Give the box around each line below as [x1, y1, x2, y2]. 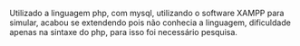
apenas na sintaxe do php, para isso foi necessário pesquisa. [9, 27, 238, 37]
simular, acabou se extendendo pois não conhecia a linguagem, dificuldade [9, 17, 292, 28]
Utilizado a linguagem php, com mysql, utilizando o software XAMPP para [9, 8, 285, 18]
